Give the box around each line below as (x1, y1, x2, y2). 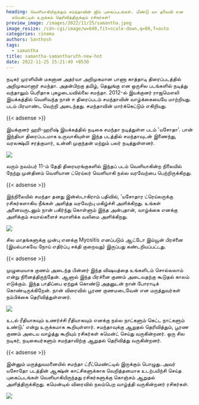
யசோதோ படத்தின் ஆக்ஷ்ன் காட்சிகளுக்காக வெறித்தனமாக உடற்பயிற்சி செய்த (6, 367, 182, 374)
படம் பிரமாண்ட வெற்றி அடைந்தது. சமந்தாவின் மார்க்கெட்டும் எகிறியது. (6, 102, 167, 109)
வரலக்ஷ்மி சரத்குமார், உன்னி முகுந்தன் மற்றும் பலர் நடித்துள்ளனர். (6, 139, 155, 147)
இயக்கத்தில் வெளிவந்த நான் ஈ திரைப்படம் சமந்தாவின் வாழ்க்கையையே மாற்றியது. (6, 95, 191, 102)
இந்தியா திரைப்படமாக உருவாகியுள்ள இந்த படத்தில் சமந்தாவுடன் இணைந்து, (6, 132, 177, 139)
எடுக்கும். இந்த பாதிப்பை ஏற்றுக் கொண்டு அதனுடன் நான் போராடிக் (6, 279, 159, 287)
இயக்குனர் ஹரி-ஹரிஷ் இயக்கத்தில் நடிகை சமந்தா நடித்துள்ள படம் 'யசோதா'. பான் (6, 126, 193, 133)
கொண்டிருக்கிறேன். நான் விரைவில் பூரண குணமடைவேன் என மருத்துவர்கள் (6, 287, 181, 294)
